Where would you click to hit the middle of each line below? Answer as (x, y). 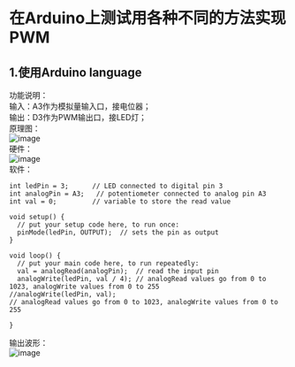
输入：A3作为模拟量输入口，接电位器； (80, 106)
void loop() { (35, 256)
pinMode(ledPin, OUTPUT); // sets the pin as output (118, 233)
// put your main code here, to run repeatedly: (108, 264)
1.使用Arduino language (76, 72)
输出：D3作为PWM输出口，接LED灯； (78, 117)
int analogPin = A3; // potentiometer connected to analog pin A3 (138, 194)
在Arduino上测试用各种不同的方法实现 (147, 18)
